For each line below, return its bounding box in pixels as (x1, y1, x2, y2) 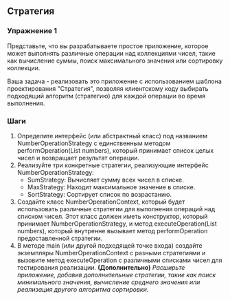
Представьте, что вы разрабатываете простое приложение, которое (7, 41, 209, 50)
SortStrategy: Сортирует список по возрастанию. (27, 190, 172, 198)
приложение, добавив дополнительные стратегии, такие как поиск (16, 270, 216, 279)
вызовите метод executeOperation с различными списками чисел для (16, 256, 222, 264)
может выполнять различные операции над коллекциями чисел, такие (7, 49, 216, 57)
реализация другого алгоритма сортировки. (16, 285, 149, 293)
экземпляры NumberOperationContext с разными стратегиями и (16, 248, 206, 257)
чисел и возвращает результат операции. (16, 153, 139, 162)
